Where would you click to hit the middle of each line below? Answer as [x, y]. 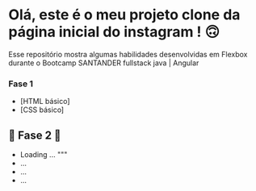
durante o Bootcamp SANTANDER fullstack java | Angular [104, 63]
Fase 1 [21, 84]
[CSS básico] [42, 110]
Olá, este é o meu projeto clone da [124, 15]
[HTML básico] [45, 102]
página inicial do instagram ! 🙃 [114, 32]
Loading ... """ [44, 155]
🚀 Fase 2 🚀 [35, 135]
